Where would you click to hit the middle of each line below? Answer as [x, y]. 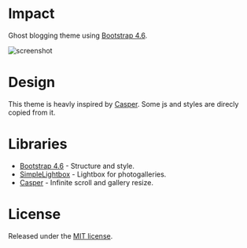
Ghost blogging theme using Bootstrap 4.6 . [78, 35]
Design [32, 82]
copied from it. [32, 112]
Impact [31, 14]
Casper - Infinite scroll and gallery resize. [86, 182]
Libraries [38, 144]
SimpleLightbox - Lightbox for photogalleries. [93, 174]
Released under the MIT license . [61, 235]
